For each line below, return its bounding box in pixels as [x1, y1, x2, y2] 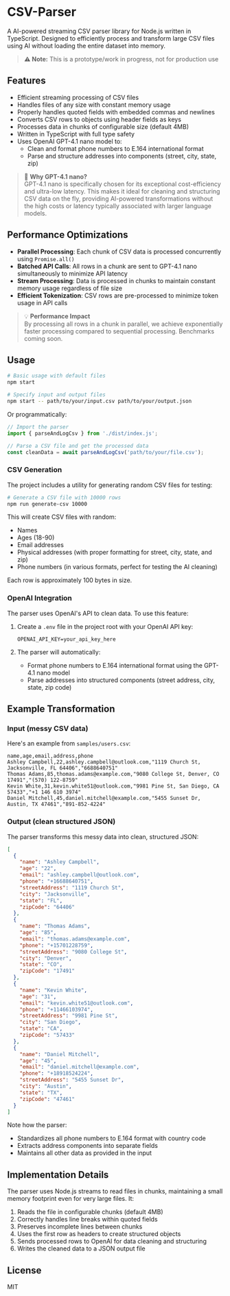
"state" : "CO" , [19, 961, 63, 968]
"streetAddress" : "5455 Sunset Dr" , [19, 1076, 125, 1084]
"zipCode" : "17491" [19, 967, 76, 975]
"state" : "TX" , [19, 1089, 63, 1096]
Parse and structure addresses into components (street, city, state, [27, 152, 217, 160]
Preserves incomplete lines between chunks [16, 1222, 143, 1231]
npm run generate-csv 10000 [7, 500, 88, 507]
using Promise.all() [16, 254, 75, 263]
